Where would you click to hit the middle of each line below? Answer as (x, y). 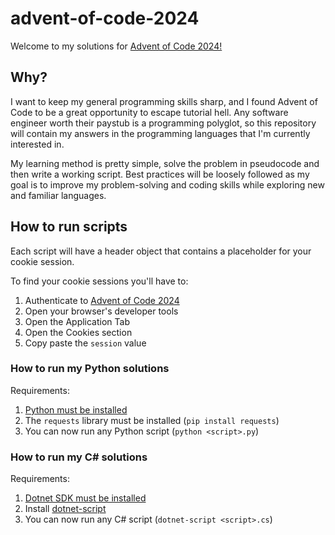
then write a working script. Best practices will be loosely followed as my (160, 174)
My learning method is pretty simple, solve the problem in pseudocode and (165, 163)
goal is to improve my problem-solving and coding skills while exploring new (167, 184)
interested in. (37, 144)
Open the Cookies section (78, 332)
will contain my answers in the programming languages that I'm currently (160, 133)
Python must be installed (76, 409)
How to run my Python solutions (90, 369)
